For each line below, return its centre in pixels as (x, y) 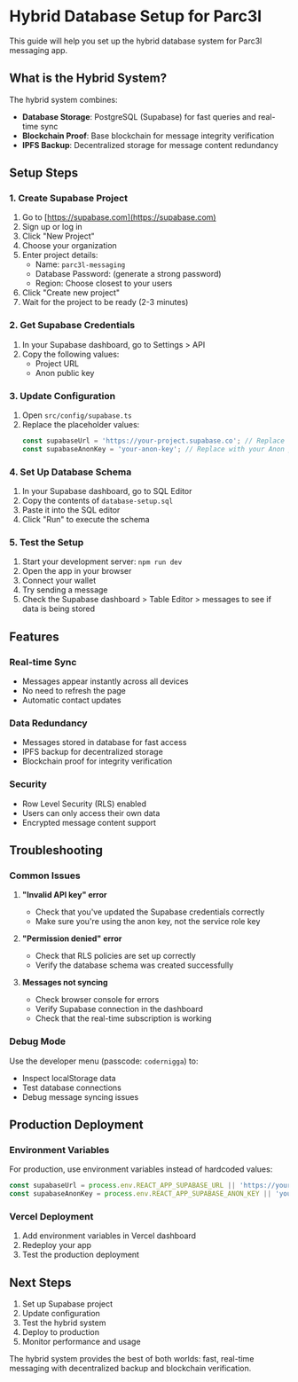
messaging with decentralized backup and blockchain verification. (130, 1369)
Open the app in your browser (77, 571)
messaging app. (39, 50)
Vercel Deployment (51, 1217)
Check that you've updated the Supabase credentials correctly (150, 912)
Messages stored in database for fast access (104, 742)
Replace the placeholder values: (81, 425)
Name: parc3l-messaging (80, 264)
